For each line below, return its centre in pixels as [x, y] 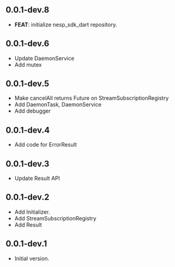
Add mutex [28, 64]
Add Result [28, 225]
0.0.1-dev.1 [26, 244]
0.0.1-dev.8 [28, 10]
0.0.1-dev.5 [28, 84]
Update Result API [37, 179]
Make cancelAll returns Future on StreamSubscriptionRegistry [91, 98]
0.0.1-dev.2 [28, 197]
